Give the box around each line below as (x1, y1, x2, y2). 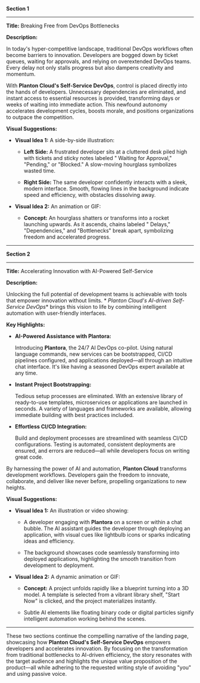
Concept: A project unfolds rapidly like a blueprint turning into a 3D (23, 585, 189, 591)
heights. (6, 484, 26, 491)
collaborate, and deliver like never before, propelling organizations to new (6, 478, 187, 484)
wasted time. (23, 167, 55, 174)
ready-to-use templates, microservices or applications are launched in (14, 399, 187, 406)
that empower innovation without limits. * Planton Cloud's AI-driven (6, 297, 171, 304)
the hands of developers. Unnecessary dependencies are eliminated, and (6, 89, 186, 95)
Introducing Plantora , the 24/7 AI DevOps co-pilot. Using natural (14, 344, 173, 351)
